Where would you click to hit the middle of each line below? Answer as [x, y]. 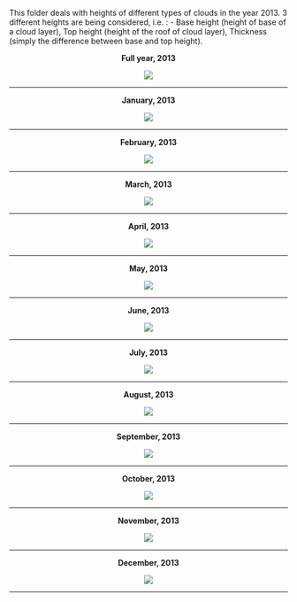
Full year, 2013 [148, 58]
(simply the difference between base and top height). [106, 41]
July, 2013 [148, 352]
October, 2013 [148, 479]
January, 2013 [148, 100]
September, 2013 [148, 436]
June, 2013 [148, 310]
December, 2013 [148, 563]
